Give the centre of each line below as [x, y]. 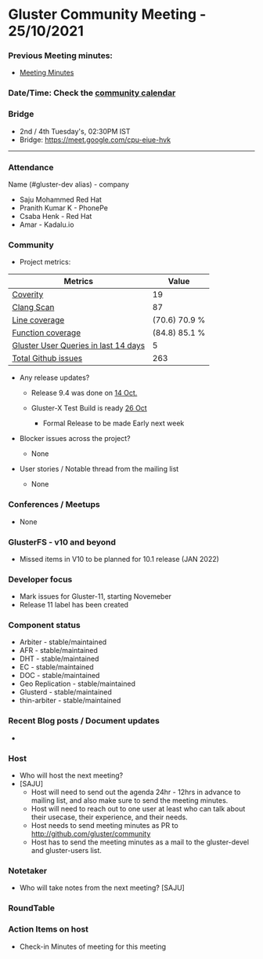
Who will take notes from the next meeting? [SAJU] [102, 888]
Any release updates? [54, 377]
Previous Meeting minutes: [61, 56]
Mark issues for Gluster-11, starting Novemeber [95, 596]
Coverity [28, 294]
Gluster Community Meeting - [107, 15]
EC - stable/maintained [56, 667]
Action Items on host [48, 929]
